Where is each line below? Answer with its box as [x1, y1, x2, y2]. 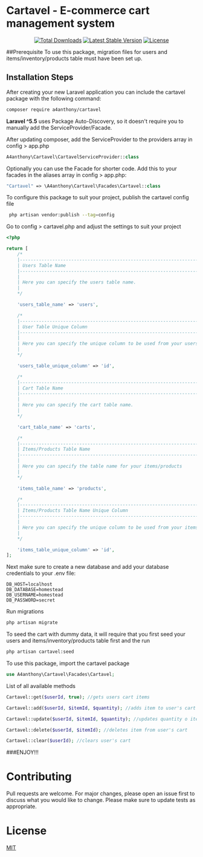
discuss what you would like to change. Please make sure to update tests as [6, 796, 196, 804]
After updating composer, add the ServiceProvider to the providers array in [6, 136, 193, 143]
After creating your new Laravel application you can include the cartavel [6, 88, 185, 96]
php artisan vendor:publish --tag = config [8, 212, 115, 218]
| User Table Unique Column [17, 323, 88, 330]
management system [6, 16, 115, 30]
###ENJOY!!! [6, 749, 39, 756]
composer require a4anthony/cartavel [6, 107, 101, 113]
